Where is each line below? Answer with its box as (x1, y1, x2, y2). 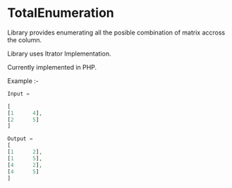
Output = (7, 135, 33, 142)
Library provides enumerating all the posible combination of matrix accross (7, 28, 226, 37)
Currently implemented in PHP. (7, 63, 97, 71)
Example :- (7, 76, 39, 85)
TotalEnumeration (7, 5, 114, 21)
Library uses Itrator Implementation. (7, 49, 111, 58)
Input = (7, 90, 30, 97)
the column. (7, 35, 42, 44)
